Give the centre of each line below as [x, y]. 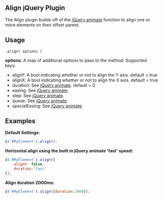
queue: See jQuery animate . [40, 100]
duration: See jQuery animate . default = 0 [54, 85]
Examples [20, 121]
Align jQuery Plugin [35, 8]
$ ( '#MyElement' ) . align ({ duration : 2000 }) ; [48, 191]
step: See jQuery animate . [38, 95]
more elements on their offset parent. [42, 25]
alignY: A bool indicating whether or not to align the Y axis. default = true [85, 75]
